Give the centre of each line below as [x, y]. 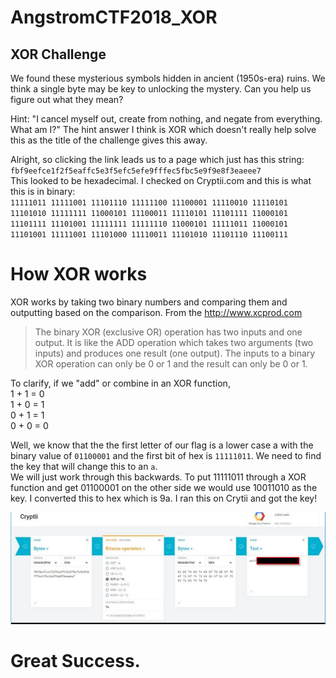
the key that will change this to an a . [84, 466]
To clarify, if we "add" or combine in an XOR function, [120, 383]
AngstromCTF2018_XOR [114, 17]
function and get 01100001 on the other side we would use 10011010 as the [164, 487]
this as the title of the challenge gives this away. [109, 140]
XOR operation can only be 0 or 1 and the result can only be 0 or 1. [171, 363]
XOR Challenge [58, 54]
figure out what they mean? [67, 99]
